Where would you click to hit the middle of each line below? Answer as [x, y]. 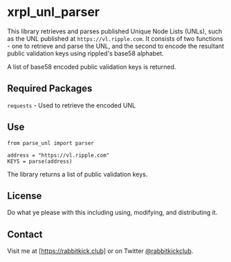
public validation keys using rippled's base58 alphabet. [85, 53]
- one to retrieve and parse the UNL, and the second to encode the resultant [116, 46]
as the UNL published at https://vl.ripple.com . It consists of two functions [115, 38]
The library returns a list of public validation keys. [77, 174]
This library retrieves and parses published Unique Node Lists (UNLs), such [115, 31]
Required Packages [50, 88]
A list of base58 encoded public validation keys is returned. [92, 67]
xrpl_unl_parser [54, 12]
